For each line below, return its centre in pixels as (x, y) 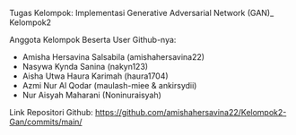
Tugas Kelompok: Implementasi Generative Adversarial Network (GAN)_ (142, 13)
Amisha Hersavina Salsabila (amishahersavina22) (113, 57)
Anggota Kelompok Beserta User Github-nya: (93, 40)
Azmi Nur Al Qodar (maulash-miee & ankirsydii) (109, 85)
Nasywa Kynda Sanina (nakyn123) (85, 67)
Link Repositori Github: (52, 112)
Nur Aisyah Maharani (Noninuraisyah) (91, 95)
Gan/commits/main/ (46, 122)
